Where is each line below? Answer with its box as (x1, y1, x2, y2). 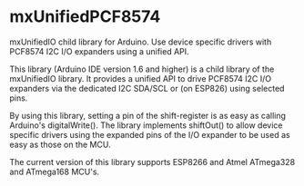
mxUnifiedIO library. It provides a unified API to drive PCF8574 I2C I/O (9, 73, 272, 83)
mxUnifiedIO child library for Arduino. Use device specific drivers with (9, 36, 272, 47)
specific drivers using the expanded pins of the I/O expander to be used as (9, 129, 290, 140)
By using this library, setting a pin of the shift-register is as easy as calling (9, 110, 287, 121)
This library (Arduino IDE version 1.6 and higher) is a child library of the (9, 64, 275, 74)
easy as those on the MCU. (9, 139, 111, 150)
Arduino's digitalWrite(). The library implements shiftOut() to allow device (9, 120, 283, 131)
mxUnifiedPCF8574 (9, 6, 161, 27)
